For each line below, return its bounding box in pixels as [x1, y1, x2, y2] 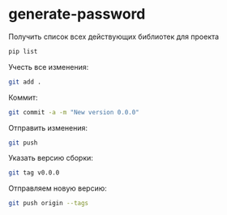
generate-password [8, 5, 146, 24]
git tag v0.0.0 [8, 169, 60, 177]
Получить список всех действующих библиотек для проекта [8, 32, 220, 41]
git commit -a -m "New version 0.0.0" [8, 108, 139, 116]
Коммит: [8, 92, 38, 102]
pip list [8, 47, 38, 55]
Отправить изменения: [8, 123, 88, 132]
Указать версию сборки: [8, 153, 93, 163]
